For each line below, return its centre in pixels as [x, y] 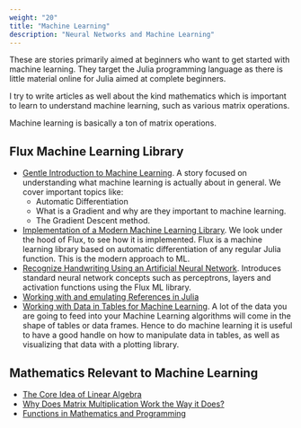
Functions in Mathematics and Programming [104, 413]
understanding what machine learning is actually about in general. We [151, 183]
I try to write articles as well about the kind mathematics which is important [148, 96]
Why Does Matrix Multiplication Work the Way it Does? [123, 404]
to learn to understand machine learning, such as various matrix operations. [150, 106]
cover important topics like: [73, 192]
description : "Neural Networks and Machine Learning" [112, 34]
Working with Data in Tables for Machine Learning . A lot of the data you [155, 307]
